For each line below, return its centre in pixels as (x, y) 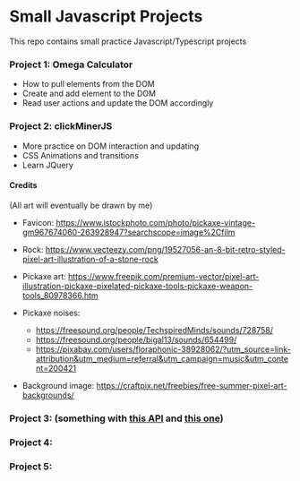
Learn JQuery (48, 165)
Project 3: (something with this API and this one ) (116, 418)
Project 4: (31, 442)
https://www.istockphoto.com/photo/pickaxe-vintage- (156, 222)
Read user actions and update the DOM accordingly (118, 103)
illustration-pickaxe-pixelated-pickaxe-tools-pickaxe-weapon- (137, 286)
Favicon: (38, 222)
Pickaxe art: (44, 276)
